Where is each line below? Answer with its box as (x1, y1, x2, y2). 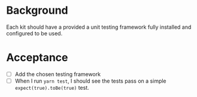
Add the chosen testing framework (14, 70, 101, 78)
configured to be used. (6, 29, 63, 37)
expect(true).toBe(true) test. (14, 84, 89, 91)
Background (6, 4, 68, 17)
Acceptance (6, 51, 68, 65)
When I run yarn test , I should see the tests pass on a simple (14, 77, 166, 84)
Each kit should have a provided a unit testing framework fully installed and (6, 23, 192, 31)
